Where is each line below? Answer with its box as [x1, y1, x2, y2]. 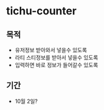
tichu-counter [6, 4, 77, 18]
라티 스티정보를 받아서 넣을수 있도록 [14, 54, 99, 61]
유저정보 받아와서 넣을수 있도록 [14, 47, 87, 53]
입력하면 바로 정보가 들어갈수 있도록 [14, 62, 99, 68]
